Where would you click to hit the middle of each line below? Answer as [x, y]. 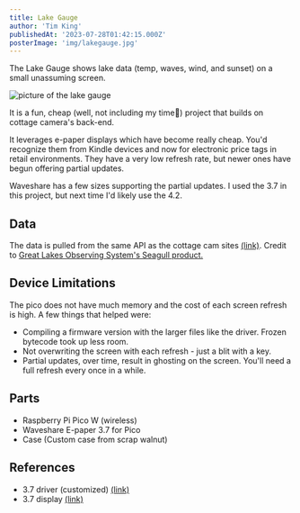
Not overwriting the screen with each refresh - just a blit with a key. [147, 351]
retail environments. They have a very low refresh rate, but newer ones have [150, 159]
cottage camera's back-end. [62, 122]
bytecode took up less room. [75, 341]
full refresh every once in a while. [84, 370]
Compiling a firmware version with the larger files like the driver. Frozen [154, 332]
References [42, 468]
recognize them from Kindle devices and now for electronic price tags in [143, 149]
